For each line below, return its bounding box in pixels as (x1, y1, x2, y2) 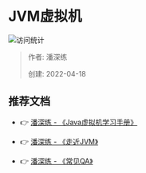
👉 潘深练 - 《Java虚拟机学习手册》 (19, 117, 138, 127)
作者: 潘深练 (27, 52, 68, 61)
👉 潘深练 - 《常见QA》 (19, 156, 93, 166)
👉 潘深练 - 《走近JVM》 (19, 136, 98, 146)
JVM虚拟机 (8, 7, 82, 26)
